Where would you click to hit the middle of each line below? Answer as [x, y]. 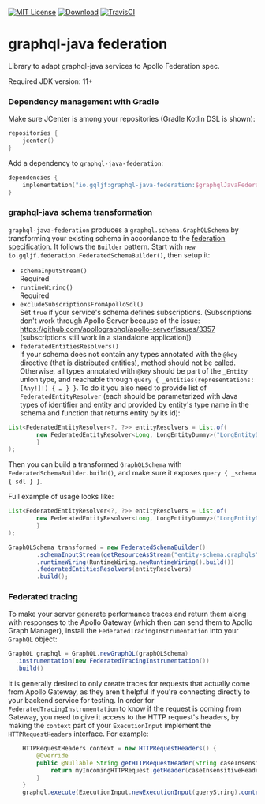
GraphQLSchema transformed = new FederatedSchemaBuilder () [107, 547]
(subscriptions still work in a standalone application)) [105, 337]
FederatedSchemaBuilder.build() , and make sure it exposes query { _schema [132, 473]
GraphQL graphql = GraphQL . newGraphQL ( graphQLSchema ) [99, 654]
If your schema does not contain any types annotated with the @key [129, 354]
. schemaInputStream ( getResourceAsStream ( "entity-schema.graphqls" [148, 554]
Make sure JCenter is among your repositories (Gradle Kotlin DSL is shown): [132, 119]
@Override [52, 755]
